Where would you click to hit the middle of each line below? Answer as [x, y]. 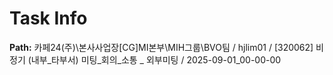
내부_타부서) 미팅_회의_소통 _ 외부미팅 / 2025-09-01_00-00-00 [156, 59]
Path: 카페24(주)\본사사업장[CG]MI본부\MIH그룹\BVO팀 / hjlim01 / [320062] [161, 47]
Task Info [48, 18]
